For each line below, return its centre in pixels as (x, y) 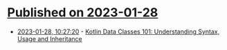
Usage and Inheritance (50, 38)
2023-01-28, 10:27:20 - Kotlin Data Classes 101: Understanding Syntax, (118, 32)
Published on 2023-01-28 (83, 13)
